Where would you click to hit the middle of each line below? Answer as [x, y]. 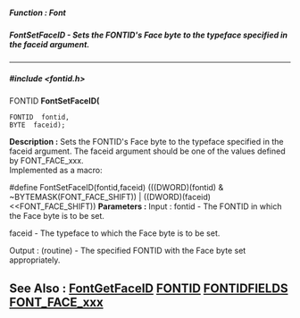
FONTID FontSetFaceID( [54, 101]
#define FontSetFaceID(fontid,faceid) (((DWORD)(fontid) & [117, 188]
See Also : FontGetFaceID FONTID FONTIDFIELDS [149, 288]
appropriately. [35, 260]
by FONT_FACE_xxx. [46, 161]
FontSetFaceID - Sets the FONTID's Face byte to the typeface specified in [149, 35]
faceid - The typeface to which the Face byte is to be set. [115, 233]
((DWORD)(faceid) [177, 197]
